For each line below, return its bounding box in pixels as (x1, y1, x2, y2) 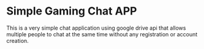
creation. (6, 37, 29, 44)
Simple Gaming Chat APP (6, 4, 137, 18)
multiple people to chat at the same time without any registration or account (6, 30, 198, 38)
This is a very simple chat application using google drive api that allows (6, 24, 186, 31)
